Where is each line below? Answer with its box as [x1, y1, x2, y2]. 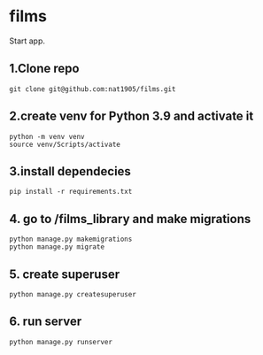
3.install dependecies [9, 164, 131, 179]
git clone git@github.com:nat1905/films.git [9, 84, 176, 94]
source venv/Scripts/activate [9, 140, 121, 149]
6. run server [9, 314, 82, 329]
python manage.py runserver [9, 337, 113, 346]
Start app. [9, 35, 46, 46]
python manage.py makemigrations [9, 235, 133, 244]
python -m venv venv [9, 132, 86, 141]
